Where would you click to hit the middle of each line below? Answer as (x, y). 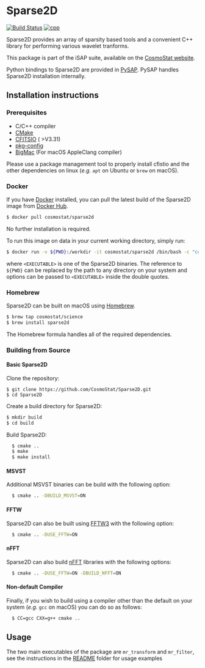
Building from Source (38, 350)
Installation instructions (52, 95)
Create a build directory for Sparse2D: (54, 406)
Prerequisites (27, 112)
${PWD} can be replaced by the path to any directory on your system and (97, 270)
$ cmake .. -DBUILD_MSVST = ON (49, 496)
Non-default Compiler (35, 587)
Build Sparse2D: (27, 435)
